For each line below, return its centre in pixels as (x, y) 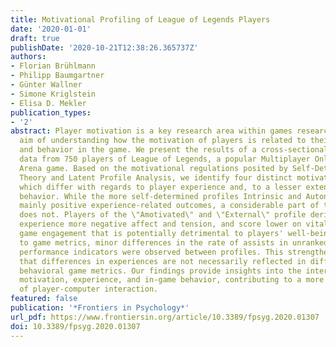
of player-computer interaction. (89, 289)
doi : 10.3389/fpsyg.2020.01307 (75, 326)
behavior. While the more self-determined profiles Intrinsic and (160, 196)
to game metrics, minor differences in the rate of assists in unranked (174, 242)
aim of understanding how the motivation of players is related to (163, 141)
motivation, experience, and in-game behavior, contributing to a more (172, 280)
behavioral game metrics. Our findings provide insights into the (160, 271)
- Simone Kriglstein (53, 94)
